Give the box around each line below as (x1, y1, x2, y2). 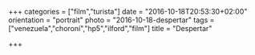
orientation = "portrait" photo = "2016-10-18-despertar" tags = (8, 15, 215, 25)
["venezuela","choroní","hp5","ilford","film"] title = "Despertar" (8, 24, 212, 33)
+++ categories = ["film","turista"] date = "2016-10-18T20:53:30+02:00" (8, 7, 248, 16)
